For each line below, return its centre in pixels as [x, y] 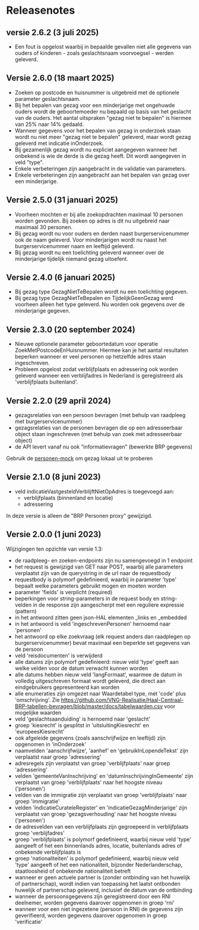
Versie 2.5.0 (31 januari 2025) [62, 200]
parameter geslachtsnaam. [48, 98]
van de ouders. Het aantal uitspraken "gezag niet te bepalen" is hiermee [103, 118]
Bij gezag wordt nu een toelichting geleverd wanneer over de [89, 252]
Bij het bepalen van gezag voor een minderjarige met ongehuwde [95, 105]
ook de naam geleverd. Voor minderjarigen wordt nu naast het [91, 240]
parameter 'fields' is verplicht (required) [64, 592]
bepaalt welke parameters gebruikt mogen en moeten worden [90, 586]
